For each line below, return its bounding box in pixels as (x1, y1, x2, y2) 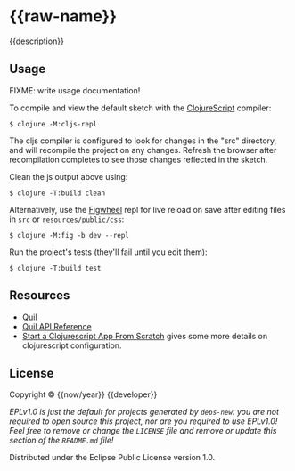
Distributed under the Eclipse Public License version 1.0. (9, 452, 216, 463)
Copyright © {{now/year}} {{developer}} (9, 389, 158, 400)
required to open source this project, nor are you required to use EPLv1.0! (9, 416, 278, 426)
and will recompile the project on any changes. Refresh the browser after (9, 144, 277, 155)
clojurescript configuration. (21, 340, 122, 351)
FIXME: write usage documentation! (9, 85, 141, 95)
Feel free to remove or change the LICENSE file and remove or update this (9, 426, 277, 436)
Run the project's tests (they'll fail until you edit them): (9, 247, 208, 257)
